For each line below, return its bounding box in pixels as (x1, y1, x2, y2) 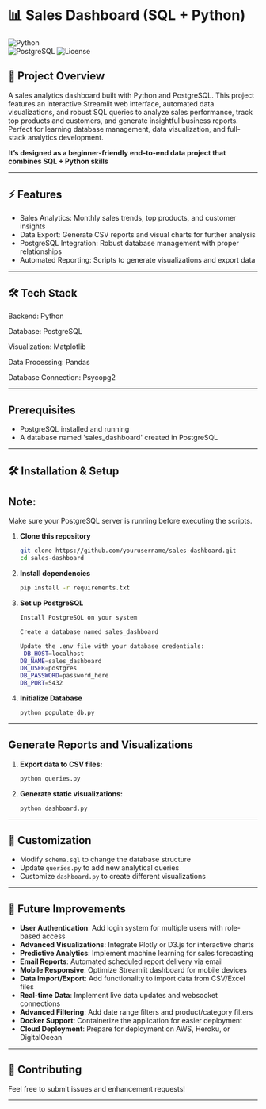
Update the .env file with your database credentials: (19, 642, 205, 650)
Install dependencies (19, 569, 91, 578)
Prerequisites (8, 403, 76, 416)
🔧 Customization (8, 834, 92, 847)
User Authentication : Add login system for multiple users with (19, 923, 223, 933)
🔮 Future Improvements (8, 902, 127, 915)
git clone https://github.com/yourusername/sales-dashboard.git (19, 547, 237, 555)
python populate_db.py (19, 709, 95, 717)
